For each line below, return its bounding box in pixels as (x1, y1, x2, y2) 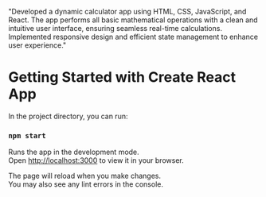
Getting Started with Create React (8, 68, 237, 87)
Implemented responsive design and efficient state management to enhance (8, 32, 259, 41)
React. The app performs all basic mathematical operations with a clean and (8, 15, 258, 25)
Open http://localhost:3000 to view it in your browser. (8, 156, 185, 165)
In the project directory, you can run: (8, 111, 128, 121)
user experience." (8, 41, 67, 50)
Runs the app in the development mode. (8, 147, 139, 157)
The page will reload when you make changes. (8, 171, 162, 181)
